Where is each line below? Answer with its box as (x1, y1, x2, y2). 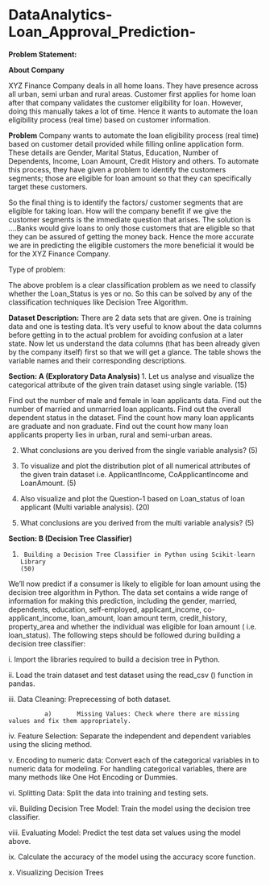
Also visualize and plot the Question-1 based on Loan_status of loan (19, 493, 246, 503)
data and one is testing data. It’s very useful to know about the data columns (8, 321, 262, 331)
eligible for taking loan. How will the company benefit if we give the (8, 206, 232, 215)
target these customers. (8, 181, 88, 191)
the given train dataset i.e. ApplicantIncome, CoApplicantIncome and (19, 469, 248, 479)
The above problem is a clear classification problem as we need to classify (8, 280, 256, 289)
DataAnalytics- (8, 6, 113, 24)
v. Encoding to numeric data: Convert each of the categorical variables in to (8, 755, 260, 765)
